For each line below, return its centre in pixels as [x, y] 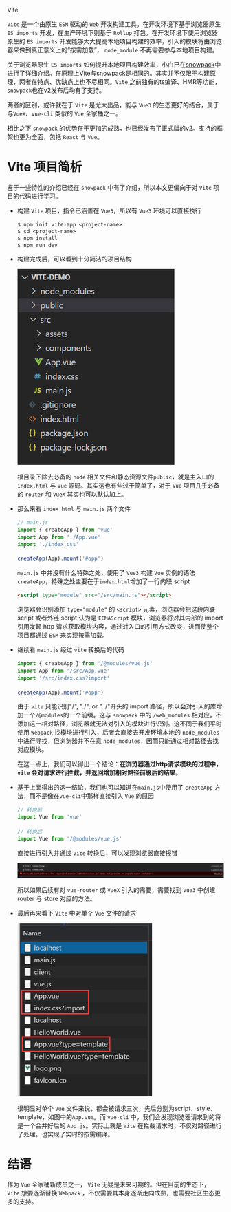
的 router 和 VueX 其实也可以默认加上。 [72, 494]
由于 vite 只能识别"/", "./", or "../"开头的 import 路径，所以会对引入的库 [117, 706]
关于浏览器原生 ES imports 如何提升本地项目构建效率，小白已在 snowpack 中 [114, 64]
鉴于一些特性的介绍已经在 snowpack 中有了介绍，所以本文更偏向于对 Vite [109, 187]
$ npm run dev [37, 245]
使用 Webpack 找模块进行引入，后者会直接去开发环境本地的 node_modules [118, 733]
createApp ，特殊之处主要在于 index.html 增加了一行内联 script [103, 581]
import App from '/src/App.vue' [63, 671]
